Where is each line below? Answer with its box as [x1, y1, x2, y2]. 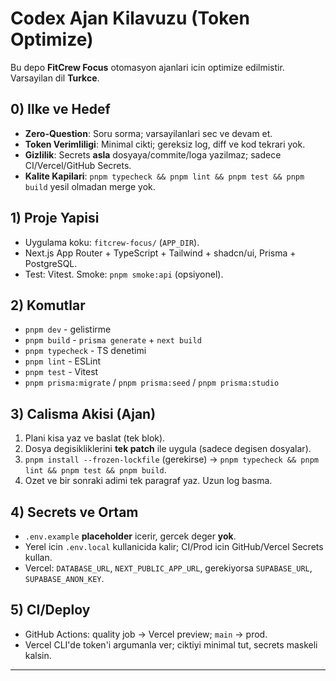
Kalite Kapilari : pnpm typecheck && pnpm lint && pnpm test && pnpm [24, 170, 305, 182]
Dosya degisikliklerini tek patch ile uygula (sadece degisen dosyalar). [24, 443, 312, 455]
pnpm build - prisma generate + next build [24, 334, 202, 346]
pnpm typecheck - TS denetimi [24, 345, 147, 357]
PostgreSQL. [24, 257, 78, 269]
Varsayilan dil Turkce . [10, 72, 100, 84]
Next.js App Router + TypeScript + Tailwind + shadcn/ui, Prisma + [24, 247, 297, 259]
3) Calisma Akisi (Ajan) [10, 405, 157, 422]
